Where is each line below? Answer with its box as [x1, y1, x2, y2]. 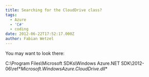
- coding [10, 27, 29, 32]
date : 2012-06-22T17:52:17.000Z [5, 31, 74, 36]
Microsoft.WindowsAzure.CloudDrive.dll [20, 65, 105, 72]
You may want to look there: [5, 50, 65, 56]
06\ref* [5, 65, 21, 72]
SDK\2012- [121, 60, 144, 66]
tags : [5, 12, 17, 17]
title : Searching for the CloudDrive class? [5, 7, 102, 13]
